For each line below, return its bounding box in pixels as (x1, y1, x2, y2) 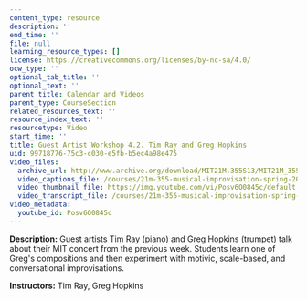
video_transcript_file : (17, 191, 108, 201)
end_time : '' (9, 30, 59, 39)
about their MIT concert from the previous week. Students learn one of (9, 243, 276, 253)
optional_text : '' (9, 81, 79, 90)
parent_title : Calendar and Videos (9, 89, 145, 98)
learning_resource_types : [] (9, 47, 121, 57)
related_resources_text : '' (9, 107, 117, 116)
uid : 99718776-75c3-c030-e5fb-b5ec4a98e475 (9, 149, 178, 158)
